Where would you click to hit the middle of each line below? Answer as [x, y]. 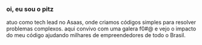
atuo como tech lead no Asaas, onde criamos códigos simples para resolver [101, 22]
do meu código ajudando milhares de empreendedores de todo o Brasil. [96, 35]
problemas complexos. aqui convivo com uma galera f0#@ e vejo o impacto [101, 29]
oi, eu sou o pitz [30, 9]
